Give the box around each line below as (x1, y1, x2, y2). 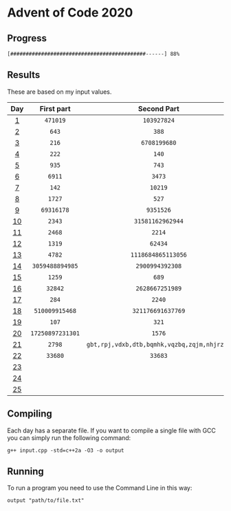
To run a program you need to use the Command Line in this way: (7, 484, 192, 492)
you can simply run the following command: (7, 433, 131, 442)
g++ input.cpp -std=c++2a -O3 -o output (7, 447, 125, 454)
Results (7, 69, 41, 81)
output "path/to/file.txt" (7, 497, 85, 504)
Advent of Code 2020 (7, 5, 133, 21)
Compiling (7, 408, 53, 420)
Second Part (137, 103, 180, 113)
